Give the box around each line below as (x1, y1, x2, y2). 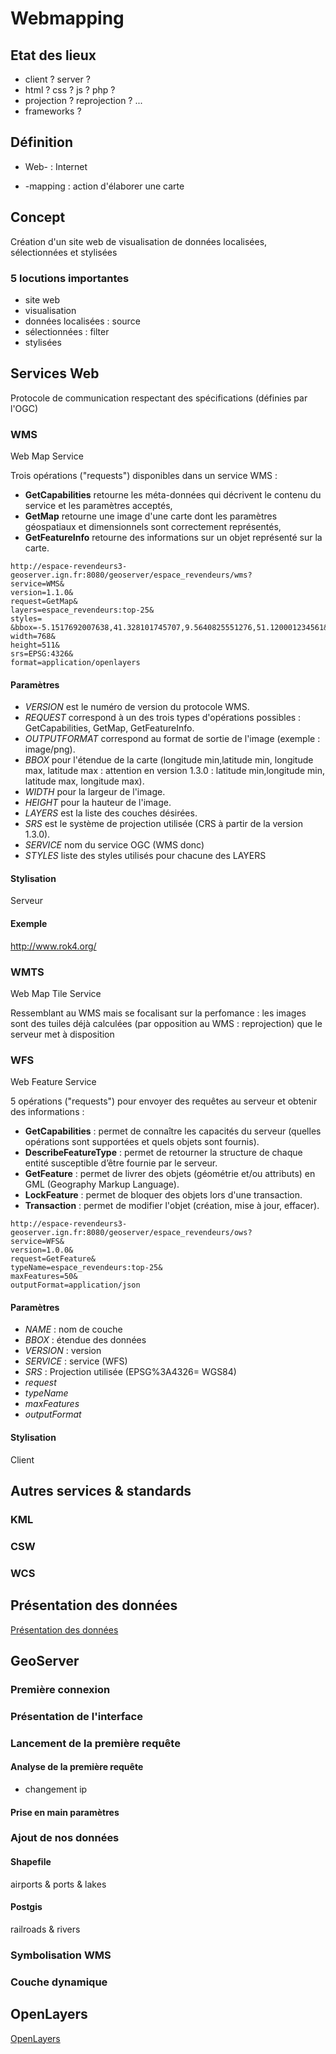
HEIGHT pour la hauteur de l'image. (24, 797, 172, 809)
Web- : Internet (24, 160, 88, 172)
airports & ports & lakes (10, 1878, 107, 1890)
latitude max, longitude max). (24, 775, 145, 787)
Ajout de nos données (10, 1831, 120, 1845)
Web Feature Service (10, 1076, 97, 1088)
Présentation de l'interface (10, 1709, 143, 1723)
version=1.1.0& (10, 588, 74, 598)
